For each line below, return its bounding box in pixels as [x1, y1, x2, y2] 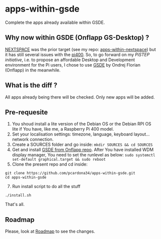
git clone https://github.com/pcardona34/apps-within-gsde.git [5, 171, 136, 176]
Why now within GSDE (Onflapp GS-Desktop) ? [5, 34, 149, 42]
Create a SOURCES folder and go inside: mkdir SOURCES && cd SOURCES [12, 142, 153, 148]
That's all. [5, 202, 25, 207]
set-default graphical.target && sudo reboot [12, 157, 106, 162]
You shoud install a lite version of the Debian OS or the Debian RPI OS [12, 121, 152, 127]
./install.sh [5, 193, 32, 198]
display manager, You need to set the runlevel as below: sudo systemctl [12, 152, 156, 158]
